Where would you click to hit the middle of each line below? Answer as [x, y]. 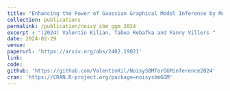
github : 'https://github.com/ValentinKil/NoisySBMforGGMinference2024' [111, 70]
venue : [16, 45]
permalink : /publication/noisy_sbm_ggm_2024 [72, 26]
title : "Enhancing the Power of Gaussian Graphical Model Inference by [111, 13]
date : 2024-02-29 [32, 39]
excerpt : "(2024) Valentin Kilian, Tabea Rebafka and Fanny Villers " [111, 32]
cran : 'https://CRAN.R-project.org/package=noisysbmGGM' [90, 77]
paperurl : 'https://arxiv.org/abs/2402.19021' [75, 52]
